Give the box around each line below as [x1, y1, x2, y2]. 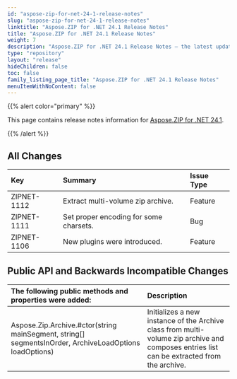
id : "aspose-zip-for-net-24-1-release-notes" [7, 10, 143, 18]
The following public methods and [11, 286, 128, 296]
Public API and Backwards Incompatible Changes [7, 265, 229, 277]
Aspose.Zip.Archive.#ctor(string [11, 320, 117, 330]
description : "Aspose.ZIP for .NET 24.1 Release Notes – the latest [7, 43, 213, 50]
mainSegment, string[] [11, 329, 85, 339]
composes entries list [147, 342, 219, 352]
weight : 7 [7, 37, 37, 44]
